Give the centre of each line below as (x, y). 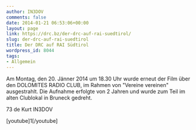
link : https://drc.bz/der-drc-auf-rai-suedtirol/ (69, 34)
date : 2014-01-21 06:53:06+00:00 (48, 23)
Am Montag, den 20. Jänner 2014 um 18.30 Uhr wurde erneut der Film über (98, 79)
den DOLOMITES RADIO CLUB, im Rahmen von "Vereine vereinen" (88, 85)
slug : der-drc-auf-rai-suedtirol (48, 39)
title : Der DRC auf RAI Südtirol (48, 45)
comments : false (26, 17)
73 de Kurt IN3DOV (30, 109)
